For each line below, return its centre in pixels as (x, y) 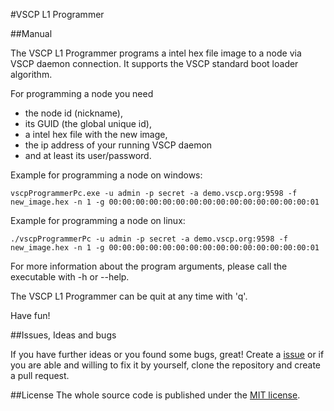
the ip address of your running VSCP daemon (118, 145)
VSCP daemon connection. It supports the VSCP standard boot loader (154, 63)
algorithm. (31, 74)
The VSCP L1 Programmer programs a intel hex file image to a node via (156, 53)
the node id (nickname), (73, 113)
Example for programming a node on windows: (106, 175)
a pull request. (40, 375)
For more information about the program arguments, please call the (149, 266)
